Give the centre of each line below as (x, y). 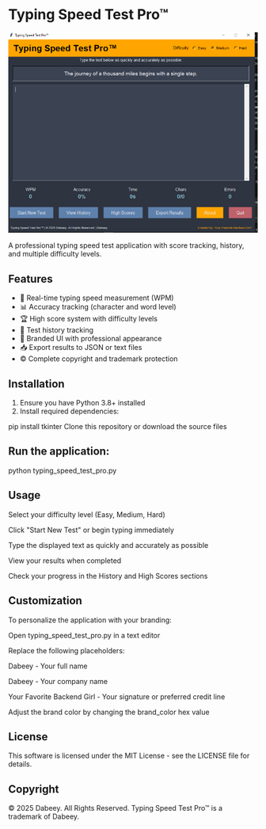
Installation (36, 384)
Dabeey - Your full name (48, 666)
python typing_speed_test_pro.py (63, 470)
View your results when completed (65, 561)
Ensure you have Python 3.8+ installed (82, 403)
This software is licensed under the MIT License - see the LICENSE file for (129, 756)
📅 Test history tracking (56, 330)
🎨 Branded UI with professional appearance (91, 339)
